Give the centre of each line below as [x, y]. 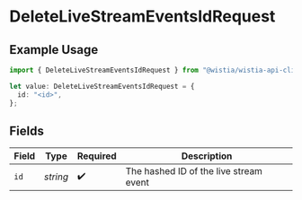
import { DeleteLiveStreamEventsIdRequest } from [104, 70]
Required [97, 156]
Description [207, 156]
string [56, 177]
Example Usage [54, 50]
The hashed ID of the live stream [194, 171]
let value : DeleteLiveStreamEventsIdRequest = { [102, 86]
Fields [27, 130]
